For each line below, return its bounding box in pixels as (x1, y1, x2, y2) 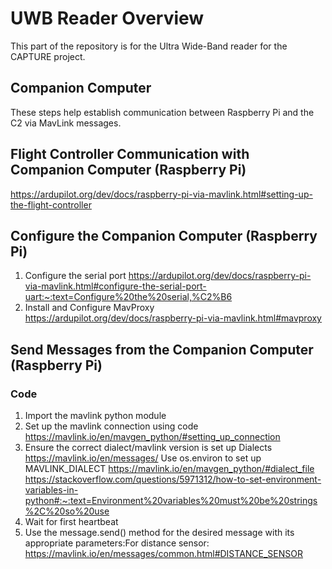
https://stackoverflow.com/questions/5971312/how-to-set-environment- (24, 473, 322, 486)
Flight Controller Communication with (10, 146, 250, 163)
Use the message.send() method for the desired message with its (24, 527, 295, 539)
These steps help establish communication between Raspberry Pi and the (10, 106, 315, 118)
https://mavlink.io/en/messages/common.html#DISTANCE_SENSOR (24, 548, 304, 560)
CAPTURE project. (10, 50, 86, 62)
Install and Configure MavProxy (24, 302, 155, 314)
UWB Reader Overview (10, 7, 205, 30)
